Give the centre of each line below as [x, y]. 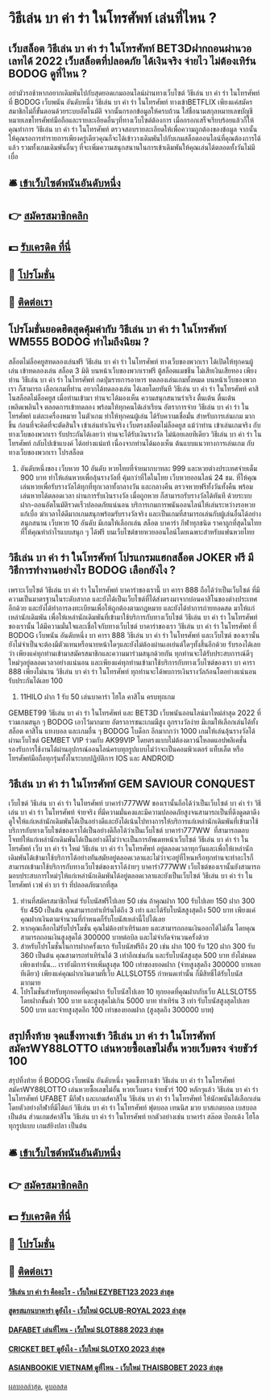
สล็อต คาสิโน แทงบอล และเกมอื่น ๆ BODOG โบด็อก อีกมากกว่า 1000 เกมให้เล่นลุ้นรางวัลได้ [132, 731]
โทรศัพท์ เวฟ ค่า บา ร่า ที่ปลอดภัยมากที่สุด [63, 885]
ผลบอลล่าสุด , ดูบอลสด [38, 1386]
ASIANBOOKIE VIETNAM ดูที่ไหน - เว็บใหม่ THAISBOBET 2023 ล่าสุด [116, 1368]
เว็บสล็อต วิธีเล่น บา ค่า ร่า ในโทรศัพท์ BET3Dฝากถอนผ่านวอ [130, 48]
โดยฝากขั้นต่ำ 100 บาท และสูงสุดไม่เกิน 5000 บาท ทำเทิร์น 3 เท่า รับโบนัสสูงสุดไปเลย [135, 1001]
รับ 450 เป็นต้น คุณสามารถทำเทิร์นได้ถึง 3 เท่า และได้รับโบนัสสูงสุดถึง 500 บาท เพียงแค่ [138, 910]
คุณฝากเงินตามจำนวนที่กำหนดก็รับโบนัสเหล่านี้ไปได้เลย [92, 919]
